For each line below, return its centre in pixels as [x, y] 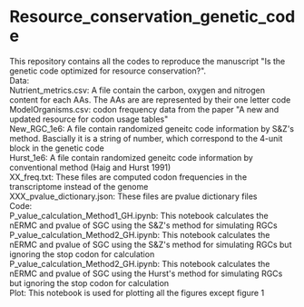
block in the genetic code [57, 148]
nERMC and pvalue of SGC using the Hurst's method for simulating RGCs [146, 273]
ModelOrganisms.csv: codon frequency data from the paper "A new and [144, 109]
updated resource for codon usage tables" [89, 119]
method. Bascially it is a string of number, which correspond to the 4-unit [146, 138]
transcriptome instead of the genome [79, 186]
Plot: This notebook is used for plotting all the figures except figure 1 [137, 292]
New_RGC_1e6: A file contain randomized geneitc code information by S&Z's [152, 128]
